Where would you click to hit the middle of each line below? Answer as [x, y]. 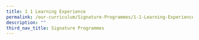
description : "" [26, 22]
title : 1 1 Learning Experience [46, 11]
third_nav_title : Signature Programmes [55, 28]
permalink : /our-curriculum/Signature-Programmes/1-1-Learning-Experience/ [102, 17]
